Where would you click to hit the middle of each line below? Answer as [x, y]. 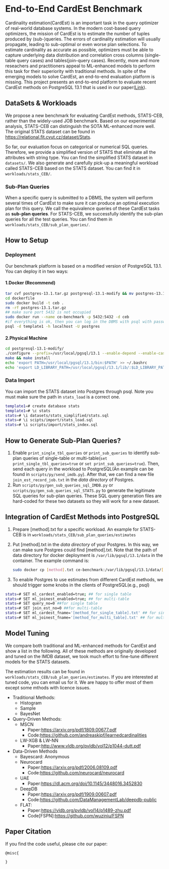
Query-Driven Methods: [37, 719]
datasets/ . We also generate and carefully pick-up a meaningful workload [82, 163]
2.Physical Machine [26, 338]
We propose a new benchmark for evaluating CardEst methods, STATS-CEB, [84, 115]
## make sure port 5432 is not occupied [48, 312]
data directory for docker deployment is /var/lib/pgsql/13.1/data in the [88, 555]
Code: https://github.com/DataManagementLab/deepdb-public [92, 799]
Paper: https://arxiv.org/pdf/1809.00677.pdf [72, 729]
